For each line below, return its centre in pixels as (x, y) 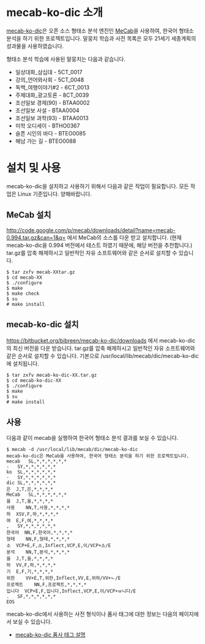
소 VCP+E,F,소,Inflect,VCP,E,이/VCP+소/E (59, 546)
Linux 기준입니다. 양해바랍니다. (54, 194)
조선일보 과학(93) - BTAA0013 (52, 118)
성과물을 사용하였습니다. (35, 46)
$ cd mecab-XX (24, 277)
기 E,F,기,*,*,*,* (30, 572)
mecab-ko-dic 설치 (43, 324)
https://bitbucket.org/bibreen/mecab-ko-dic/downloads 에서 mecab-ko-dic (101, 340)
